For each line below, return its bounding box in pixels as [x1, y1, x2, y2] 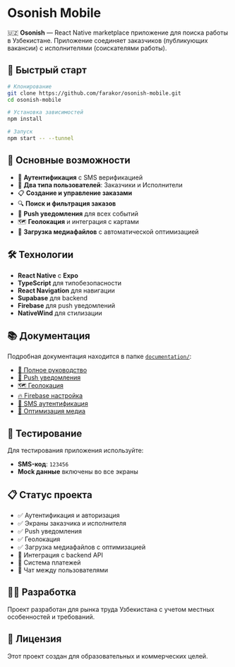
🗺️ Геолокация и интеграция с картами [17, 217, 139, 225]
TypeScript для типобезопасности [17, 278, 122, 287]
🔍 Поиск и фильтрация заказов [17, 199, 116, 208]
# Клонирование [7, 83, 52, 90]
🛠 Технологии [7, 249, 74, 261]
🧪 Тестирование [7, 427, 83, 439]
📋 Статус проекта [7, 489, 93, 501]
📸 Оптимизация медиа [17, 407, 86, 415]
